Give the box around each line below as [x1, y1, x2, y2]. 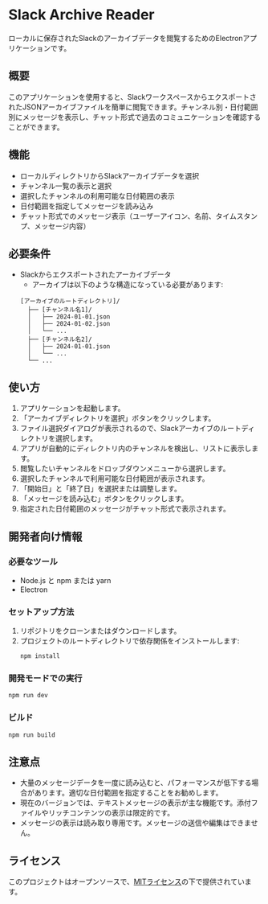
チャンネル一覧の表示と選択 [19, 181, 112, 191]
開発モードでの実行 [8, 672, 83, 684]
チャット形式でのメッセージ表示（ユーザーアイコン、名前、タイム [19, 211, 237, 220]
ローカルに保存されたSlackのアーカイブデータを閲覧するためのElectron [8, 33, 243, 43]
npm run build [8, 730, 56, 739]
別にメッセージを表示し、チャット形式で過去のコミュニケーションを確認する [8, 112, 262, 121]
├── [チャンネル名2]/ [27, 335, 92, 343]
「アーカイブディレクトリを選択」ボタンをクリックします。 [19, 413, 216, 423]
